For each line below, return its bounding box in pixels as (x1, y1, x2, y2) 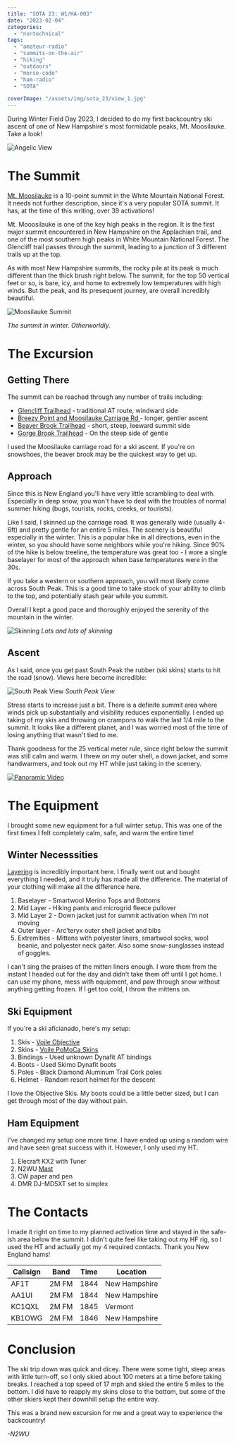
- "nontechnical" (13, 30, 65, 37)
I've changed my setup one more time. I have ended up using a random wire (7, 1136, 229, 1145)
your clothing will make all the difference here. (7, 883, 142, 891)
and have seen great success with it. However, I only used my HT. (7, 1143, 199, 1152)
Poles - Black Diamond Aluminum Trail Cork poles (17, 1068, 162, 1077)
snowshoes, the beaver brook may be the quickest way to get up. (7, 450, 197, 459)
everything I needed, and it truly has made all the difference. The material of (7, 875, 228, 883)
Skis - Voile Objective (17, 1038, 80, 1046)
